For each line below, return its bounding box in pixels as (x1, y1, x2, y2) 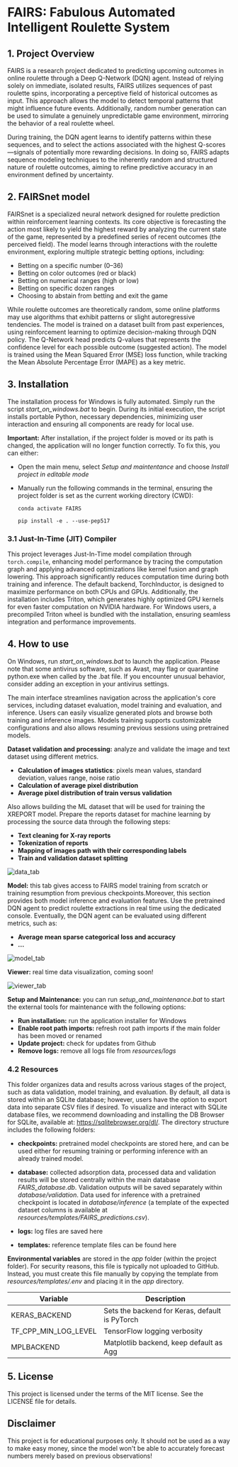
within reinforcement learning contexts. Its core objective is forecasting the (7, 217, 227, 225)
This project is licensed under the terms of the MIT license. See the (7, 1389, 204, 1398)
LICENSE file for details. (7, 1397, 77, 1405)
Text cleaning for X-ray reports (17, 831, 111, 840)
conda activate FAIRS (17, 505, 81, 512)
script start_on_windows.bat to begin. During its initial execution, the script (7, 405, 225, 413)
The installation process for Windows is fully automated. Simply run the (7, 397, 215, 406)
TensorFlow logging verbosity (103, 1327, 203, 1337)
